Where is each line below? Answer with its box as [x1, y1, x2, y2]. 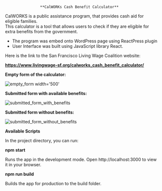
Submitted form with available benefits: [5, 91, 87, 96]
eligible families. [5, 19, 38, 24]
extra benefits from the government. [5, 29, 78, 34]
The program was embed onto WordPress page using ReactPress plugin [12, 38, 158, 44]
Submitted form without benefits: [5, 110, 75, 115]
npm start [5, 147, 25, 153]
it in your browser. [5, 162, 41, 168]
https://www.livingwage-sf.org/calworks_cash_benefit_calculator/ [5, 62, 144, 68]
